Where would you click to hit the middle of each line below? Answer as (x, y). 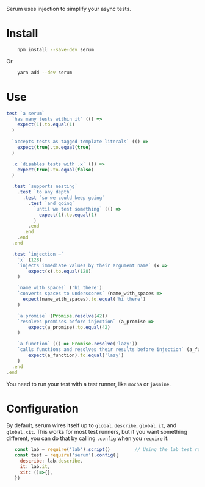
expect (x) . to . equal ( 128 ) (60, 271)
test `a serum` (26, 113)
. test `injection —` (38, 254)
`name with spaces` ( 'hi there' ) (60, 288)
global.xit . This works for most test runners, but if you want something (97, 432)
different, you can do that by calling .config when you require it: (88, 438)
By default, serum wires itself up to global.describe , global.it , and (92, 425)
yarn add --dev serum (45, 73)
